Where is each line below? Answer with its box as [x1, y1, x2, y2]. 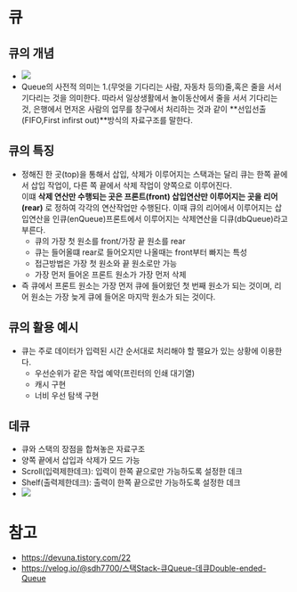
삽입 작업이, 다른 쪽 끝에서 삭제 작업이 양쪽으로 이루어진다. [30, 179, 233, 191]
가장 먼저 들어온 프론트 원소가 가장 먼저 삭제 [34, 268, 187, 280]
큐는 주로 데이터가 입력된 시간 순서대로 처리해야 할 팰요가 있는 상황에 [20, 345, 259, 356]
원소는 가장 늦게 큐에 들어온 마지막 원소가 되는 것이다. [30, 291, 216, 302]
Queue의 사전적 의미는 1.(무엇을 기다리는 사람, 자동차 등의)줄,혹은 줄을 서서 [20, 81, 282, 92]
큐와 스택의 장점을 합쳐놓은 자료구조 [20, 444, 146, 455]
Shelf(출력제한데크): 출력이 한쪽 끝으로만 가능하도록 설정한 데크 [20, 477, 241, 488]
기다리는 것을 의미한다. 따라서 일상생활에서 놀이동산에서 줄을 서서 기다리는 [20, 93, 278, 103]
